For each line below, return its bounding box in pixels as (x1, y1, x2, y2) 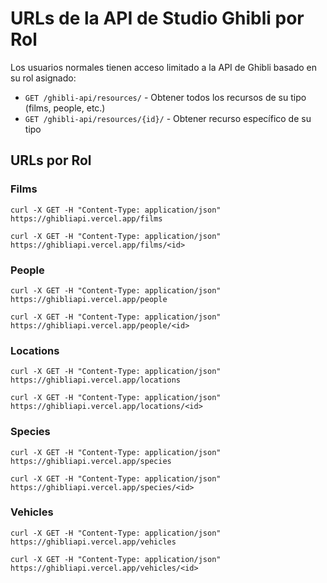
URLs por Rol (10, 152, 92, 169)
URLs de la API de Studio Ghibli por (10, 7, 305, 30)
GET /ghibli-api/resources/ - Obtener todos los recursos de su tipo (24, 91, 307, 103)
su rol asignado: (10, 72, 77, 84)
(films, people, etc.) (24, 102, 106, 114)
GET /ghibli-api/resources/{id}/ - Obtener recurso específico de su (24, 112, 312, 124)
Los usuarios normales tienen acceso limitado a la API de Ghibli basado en (10, 61, 318, 73)
